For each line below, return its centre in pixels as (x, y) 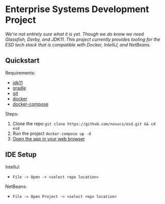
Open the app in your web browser (49, 139)
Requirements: (20, 73)
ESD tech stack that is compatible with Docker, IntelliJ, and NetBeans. (78, 44)
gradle (19, 88)
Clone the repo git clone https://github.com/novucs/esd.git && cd (84, 123)
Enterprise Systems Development (77, 9)
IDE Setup (21, 155)
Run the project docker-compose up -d (52, 133)
